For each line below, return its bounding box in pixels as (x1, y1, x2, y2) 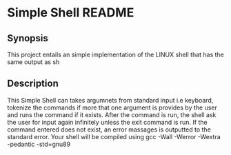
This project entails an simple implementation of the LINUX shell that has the (7, 50, 224, 59)
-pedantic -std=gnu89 (7, 140, 71, 148)
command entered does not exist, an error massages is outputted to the (7, 125, 212, 134)
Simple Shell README (7, 5, 134, 21)
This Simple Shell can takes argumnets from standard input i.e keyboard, (7, 96, 214, 104)
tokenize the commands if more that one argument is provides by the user (7, 103, 217, 112)
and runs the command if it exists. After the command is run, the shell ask (7, 110, 217, 118)
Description (7, 78, 59, 90)
